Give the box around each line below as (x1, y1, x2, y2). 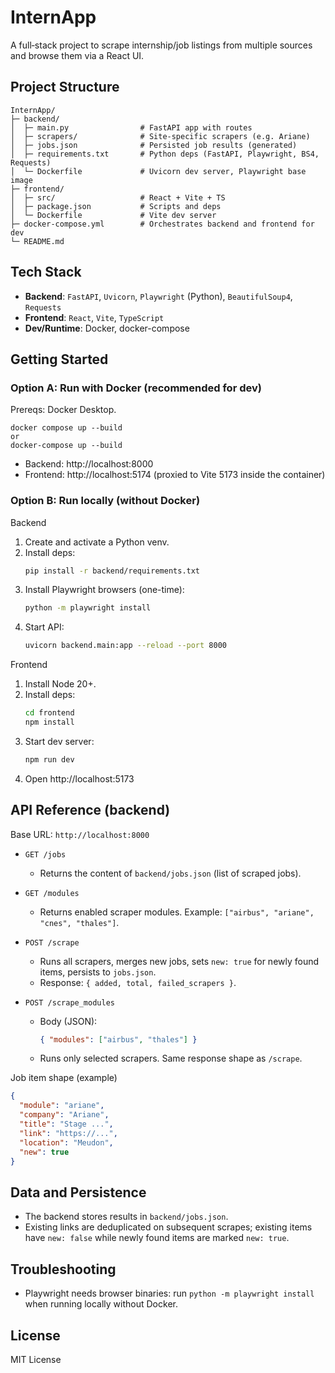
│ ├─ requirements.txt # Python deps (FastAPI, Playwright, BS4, (10, 149, 320, 159)
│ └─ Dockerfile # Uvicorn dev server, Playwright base (10, 166, 307, 176)
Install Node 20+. (24, 678, 97, 690)
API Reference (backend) (10, 802, 171, 819)
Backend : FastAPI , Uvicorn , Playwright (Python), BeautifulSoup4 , (24, 290, 293, 302)
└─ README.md (10, 236, 65, 246)
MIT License (10, 1353, 62, 1365)
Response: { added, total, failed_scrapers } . (39, 976, 237, 988)
